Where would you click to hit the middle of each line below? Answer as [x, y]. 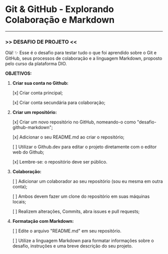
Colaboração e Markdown [60, 20]
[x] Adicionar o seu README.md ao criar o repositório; [68, 137]
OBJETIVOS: [18, 73]
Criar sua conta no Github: [40, 83]
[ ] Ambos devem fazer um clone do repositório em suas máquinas [81, 196]
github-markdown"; [33, 128]
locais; [19, 202]
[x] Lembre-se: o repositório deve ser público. [60, 162]
